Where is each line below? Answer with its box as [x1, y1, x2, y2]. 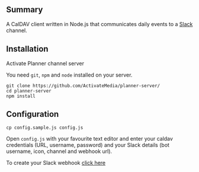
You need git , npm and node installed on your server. [6, 71, 133, 78]
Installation [6, 44, 49, 54]
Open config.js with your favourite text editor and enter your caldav [6, 135, 174, 142]
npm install [6, 93, 36, 99]
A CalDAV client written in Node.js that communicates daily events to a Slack [6, 20, 193, 27]
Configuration [6, 109, 59, 119]
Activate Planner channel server [6, 59, 85, 67]
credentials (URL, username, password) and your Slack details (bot [6, 142, 170, 149]
